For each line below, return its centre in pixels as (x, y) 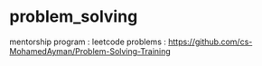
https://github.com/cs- (211, 42)
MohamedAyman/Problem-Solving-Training (90, 51)
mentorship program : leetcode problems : (88, 42)
